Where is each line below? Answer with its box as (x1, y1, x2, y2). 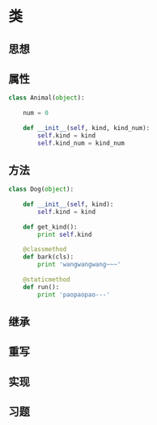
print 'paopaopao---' (37, 290, 111, 299)
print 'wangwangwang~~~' (37, 260, 121, 269)
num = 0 (23, 109, 49, 117)
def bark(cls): (23, 253, 74, 261)
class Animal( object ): (8, 94, 85, 102)
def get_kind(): (23, 223, 78, 231)
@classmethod (23, 246, 67, 254)
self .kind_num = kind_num (37, 139, 125, 147)
